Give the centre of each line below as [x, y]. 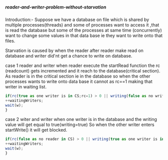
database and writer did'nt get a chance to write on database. [69, 55]
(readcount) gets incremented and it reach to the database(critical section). [83, 70]
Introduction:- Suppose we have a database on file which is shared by [77, 19]
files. [10, 40]
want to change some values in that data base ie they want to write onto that [84, 35]
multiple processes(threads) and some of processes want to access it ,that [82, 24]
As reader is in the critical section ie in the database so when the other [78, 76]
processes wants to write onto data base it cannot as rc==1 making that [79, 81]
